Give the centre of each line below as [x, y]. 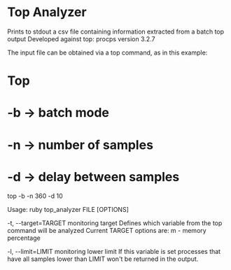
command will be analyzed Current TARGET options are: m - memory [107, 231]
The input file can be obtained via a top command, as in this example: [107, 52]
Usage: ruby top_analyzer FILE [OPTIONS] [68, 210]
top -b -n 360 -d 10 [35, 196]
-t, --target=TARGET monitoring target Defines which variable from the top [115, 223]
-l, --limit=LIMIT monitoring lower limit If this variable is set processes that [114, 252]
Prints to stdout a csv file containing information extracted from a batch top [116, 31]
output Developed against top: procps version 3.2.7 [81, 38]
